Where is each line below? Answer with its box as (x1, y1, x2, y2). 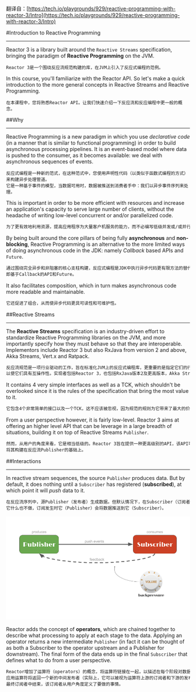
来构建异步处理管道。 (6, 177, 50, 183)
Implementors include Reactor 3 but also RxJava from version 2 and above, (6, 346, 187, 353)
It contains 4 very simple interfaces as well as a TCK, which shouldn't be (6, 381, 181, 388)
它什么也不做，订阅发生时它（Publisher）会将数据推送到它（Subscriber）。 (6, 505, 167, 511)
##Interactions (6, 457, 41, 464)
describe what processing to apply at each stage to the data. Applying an (6, 632, 183, 639)
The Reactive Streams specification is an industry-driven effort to (6, 327, 165, 335)
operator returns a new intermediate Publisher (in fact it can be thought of (6, 638, 185, 645)
